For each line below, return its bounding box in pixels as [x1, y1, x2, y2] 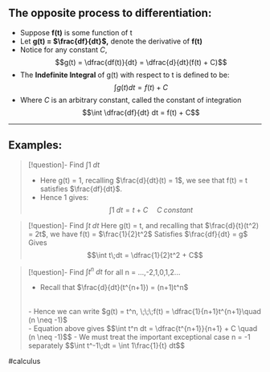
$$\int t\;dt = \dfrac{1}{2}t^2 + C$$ [87, 250, 203, 260]
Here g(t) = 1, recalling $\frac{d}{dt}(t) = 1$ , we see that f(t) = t [39, 175, 247, 185]
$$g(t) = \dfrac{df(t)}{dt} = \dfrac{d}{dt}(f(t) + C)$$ [55, 57, 227, 67]
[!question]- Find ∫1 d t [27, 160, 100, 170]
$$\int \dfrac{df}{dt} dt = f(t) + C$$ [82, 108, 200, 117]
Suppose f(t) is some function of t [19, 27, 133, 37]
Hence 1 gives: [39, 192, 89, 202]
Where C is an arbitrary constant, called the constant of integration [19, 95, 242, 104]
